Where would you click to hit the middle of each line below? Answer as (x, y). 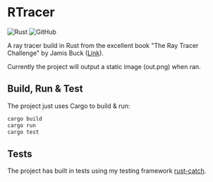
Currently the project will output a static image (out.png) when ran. (104, 66)
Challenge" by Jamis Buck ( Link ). (56, 53)
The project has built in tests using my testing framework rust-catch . (107, 171)
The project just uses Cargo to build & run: (69, 106)
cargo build (25, 119)
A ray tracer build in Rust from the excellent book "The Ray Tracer (103, 45)
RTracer (31, 12)
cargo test (23, 132)
